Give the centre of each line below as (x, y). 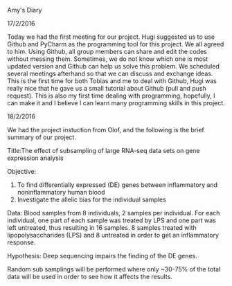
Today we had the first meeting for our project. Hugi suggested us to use (111, 37)
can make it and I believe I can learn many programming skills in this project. (116, 103)
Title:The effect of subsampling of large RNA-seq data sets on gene (104, 151)
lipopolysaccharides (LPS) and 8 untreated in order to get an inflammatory (113, 235)
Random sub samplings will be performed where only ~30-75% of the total (114, 269)
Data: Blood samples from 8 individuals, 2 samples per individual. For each (114, 213)
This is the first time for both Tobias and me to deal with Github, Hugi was (112, 81)
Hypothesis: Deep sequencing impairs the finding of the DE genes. (102, 256)
